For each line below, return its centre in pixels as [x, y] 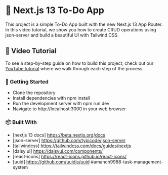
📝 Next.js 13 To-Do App [55, 10]
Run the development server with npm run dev [61, 104]
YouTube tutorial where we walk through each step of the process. [75, 68]
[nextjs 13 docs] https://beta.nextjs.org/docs [59, 135]
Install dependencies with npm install [51, 98]
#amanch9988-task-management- [127, 162]
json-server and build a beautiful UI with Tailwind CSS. [62, 35]
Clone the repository [34, 93]
